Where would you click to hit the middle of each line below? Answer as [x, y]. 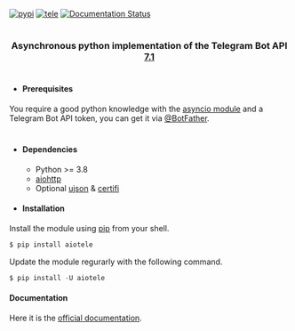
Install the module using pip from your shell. [89, 228]
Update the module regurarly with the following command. [116, 262]
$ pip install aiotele [51, 245]
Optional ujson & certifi [77, 188]
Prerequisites [48, 89]
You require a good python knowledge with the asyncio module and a [136, 109]
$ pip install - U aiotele [57, 278]
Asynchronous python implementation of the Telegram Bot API [149, 46]
